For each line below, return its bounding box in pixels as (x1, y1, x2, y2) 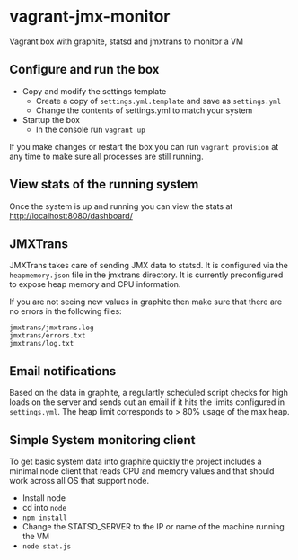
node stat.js (22, 542, 72, 551)
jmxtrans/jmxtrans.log (9, 323, 94, 333)
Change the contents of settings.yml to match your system (35, 105, 253, 116)
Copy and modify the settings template (22, 85, 167, 96)
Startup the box (22, 114, 81, 125)
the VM (22, 531, 50, 541)
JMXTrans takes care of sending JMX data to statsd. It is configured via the (9, 260, 289, 271)
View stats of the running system (9, 177, 199, 192)
